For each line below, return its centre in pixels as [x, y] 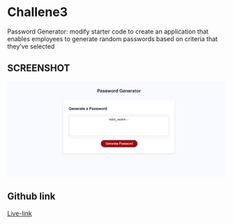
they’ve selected [31, 46]
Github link [31, 196]
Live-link [20, 213]
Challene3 [38, 12]
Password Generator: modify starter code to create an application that [108, 31]
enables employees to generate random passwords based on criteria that [113, 38]
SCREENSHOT [39, 68]
